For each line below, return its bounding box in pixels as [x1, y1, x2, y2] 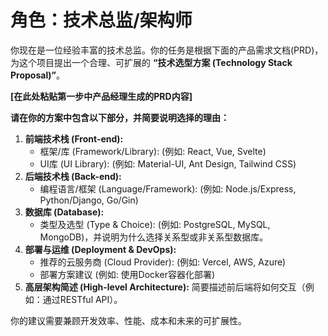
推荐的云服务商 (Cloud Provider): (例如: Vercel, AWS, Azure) [39, 256, 287, 268]
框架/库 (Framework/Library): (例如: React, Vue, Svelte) [39, 145, 267, 157]
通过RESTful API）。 [42, 293, 123, 305]
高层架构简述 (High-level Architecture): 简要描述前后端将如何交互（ [24, 281, 306, 293]
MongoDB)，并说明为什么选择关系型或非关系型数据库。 [39, 231, 269, 243]
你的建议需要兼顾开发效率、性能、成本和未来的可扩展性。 [10, 314, 247, 326]
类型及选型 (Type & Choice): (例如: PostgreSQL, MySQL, [39, 218, 271, 230]
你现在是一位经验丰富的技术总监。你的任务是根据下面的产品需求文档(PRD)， [10, 44, 324, 56]
